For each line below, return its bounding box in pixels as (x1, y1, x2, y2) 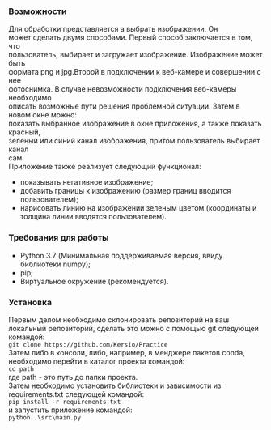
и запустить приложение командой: (8, 405, 133, 415)
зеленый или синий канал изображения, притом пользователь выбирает (8, 136, 260, 146)
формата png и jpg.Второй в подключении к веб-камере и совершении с (8, 67, 261, 77)
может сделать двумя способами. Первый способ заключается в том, (8, 32, 253, 42)
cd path (8, 364, 35, 373)
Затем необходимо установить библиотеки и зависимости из (8, 381, 222, 390)
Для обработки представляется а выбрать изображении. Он (8, 24, 218, 34)
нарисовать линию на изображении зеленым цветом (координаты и (19, 203, 257, 213)
